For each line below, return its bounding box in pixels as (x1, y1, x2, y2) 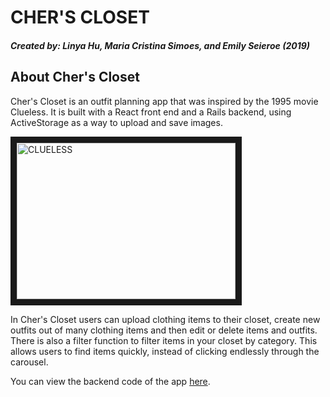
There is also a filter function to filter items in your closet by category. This (10, 334, 318, 346)
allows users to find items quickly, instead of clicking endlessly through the (10, 345, 320, 357)
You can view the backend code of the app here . (10, 375, 211, 387)
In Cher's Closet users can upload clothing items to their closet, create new (10, 313, 321, 325)
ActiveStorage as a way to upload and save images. (10, 116, 223, 128)
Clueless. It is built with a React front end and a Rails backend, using (10, 106, 292, 118)
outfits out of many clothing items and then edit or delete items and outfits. (10, 324, 318, 336)
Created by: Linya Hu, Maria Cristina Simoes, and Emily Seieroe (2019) (10, 39, 311, 51)
